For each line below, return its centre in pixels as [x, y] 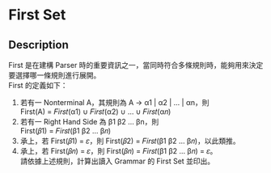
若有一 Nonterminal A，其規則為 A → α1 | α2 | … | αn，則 [114, 102]
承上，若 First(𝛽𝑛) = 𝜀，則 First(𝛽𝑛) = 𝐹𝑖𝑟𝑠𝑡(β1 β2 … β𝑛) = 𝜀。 [119, 151]
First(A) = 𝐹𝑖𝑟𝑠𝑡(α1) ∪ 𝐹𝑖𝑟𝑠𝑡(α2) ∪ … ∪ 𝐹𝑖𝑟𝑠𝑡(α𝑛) [95, 112]
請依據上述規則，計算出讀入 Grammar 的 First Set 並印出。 [117, 161]
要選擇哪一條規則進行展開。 [55, 75]
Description [38, 45]
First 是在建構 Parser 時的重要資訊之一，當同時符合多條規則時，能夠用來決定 [136, 65]
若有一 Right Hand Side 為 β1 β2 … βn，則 [89, 122]
